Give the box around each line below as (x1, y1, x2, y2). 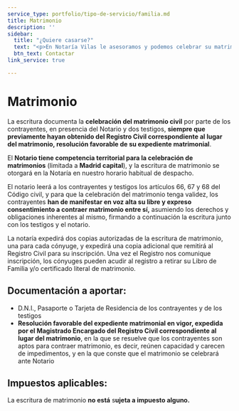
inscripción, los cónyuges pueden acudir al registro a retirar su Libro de (7, 257, 217, 265)
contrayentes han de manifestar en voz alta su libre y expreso (7, 197, 192, 206)
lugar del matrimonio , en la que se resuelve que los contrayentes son (17, 333, 223, 342)
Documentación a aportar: (7, 285, 127, 297)
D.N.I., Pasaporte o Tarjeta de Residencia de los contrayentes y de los (17, 304, 223, 312)
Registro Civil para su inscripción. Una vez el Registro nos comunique (7, 249, 211, 257)
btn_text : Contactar (14, 50, 75, 58)
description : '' (7, 23, 55, 31)
